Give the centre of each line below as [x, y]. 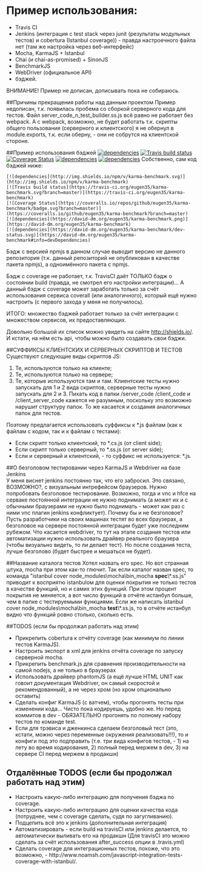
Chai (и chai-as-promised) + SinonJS [62, 59]
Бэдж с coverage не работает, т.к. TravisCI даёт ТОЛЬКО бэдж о [89, 276]
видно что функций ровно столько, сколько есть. [70, 614]
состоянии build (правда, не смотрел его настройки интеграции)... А [95, 282]
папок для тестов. [38, 413]
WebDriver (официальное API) [53, 72]
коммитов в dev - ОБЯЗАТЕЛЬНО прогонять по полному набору [98, 715]
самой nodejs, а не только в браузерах [65, 670]
